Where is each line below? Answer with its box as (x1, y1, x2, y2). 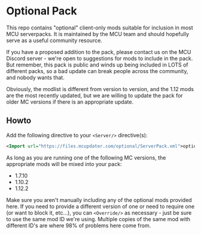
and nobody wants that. (6, 74, 65, 81)
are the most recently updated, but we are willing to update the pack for (6, 92, 184, 99)
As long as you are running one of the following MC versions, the (6, 154, 166, 161)
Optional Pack (6, 4, 77, 18)
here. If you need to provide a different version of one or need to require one (6, 203, 195, 210)
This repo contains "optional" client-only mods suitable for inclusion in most (6, 24, 193, 31)
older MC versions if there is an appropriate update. (6, 98, 133, 106)
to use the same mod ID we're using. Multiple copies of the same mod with (6, 215, 190, 222)
